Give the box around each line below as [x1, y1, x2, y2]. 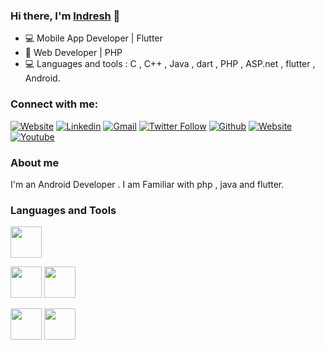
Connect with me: [10, 97, 99, 111]
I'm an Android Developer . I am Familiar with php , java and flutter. [10, 178, 285, 190]
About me [10, 155, 60, 169]
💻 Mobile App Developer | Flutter [24, 32, 163, 44]
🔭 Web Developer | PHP [24, 47, 123, 59]
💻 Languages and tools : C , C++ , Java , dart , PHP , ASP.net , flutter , [24, 58, 316, 70]
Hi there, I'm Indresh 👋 [10, 9, 121, 23]
